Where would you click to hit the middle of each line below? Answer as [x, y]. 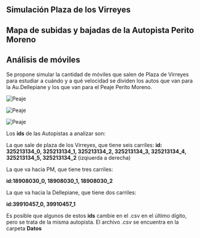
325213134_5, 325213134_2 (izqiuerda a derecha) [69, 157]
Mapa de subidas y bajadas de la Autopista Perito [100, 30]
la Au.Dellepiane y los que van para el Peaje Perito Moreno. [79, 87]
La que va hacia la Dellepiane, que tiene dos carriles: [71, 192]
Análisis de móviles [43, 60]
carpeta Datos [24, 228]
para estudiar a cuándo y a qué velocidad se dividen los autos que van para [100, 81]
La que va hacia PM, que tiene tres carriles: [60, 169]
